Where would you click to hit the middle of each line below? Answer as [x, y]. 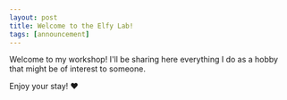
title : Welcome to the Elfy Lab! [72, 26]
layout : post [34, 17]
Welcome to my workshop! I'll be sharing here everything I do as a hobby [144, 60]
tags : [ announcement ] [50, 34]
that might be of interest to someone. [77, 69]
